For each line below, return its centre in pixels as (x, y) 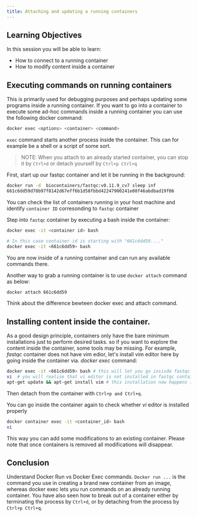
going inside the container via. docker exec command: (72, 361)
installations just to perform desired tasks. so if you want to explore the (92, 342)
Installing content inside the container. (79, 321)
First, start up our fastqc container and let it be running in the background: (96, 175)
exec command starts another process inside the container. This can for (93, 140)
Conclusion (28, 463)
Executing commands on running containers (89, 85)
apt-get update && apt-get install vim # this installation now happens (97, 382)
